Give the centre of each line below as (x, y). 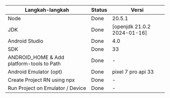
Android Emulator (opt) (35, 72)
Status (99, 10)
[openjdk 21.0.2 (131, 26)
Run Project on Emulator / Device (47, 88)
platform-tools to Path (34, 64)
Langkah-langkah (47, 10)
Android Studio (26, 41)
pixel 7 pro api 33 (133, 72)
